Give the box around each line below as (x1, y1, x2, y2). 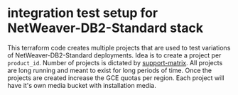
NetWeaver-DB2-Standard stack (7, 20, 204, 36)
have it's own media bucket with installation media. (7, 81, 156, 89)
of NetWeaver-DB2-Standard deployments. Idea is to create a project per (7, 51, 222, 60)
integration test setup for (7, 5, 158, 21)
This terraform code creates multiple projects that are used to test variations (7, 43, 231, 52)
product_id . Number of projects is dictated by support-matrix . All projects (7, 58, 223, 67)
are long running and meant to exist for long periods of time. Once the (7, 66, 212, 74)
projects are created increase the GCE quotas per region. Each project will (7, 73, 225, 82)
